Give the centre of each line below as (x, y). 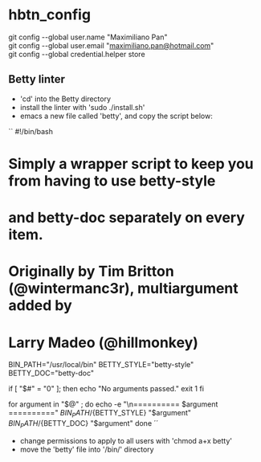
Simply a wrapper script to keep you (131, 164)
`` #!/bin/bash (31, 131)
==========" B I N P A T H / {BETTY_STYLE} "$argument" (100, 414)
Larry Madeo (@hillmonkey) (104, 342)
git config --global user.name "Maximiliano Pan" (88, 37)
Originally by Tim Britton (91, 272)
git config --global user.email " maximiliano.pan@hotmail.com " (111, 45)
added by (40, 306)
